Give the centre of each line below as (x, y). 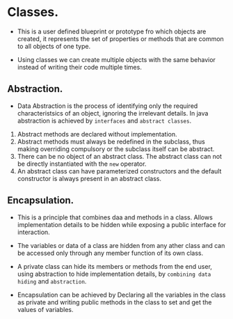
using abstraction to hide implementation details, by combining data (114, 274)
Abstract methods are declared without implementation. (97, 134)
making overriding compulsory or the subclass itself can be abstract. (116, 149)
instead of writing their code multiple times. (80, 67)
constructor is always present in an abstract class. (89, 178)
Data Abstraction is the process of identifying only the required (107, 106)
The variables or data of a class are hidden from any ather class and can (121, 245)
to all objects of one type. (54, 46)
